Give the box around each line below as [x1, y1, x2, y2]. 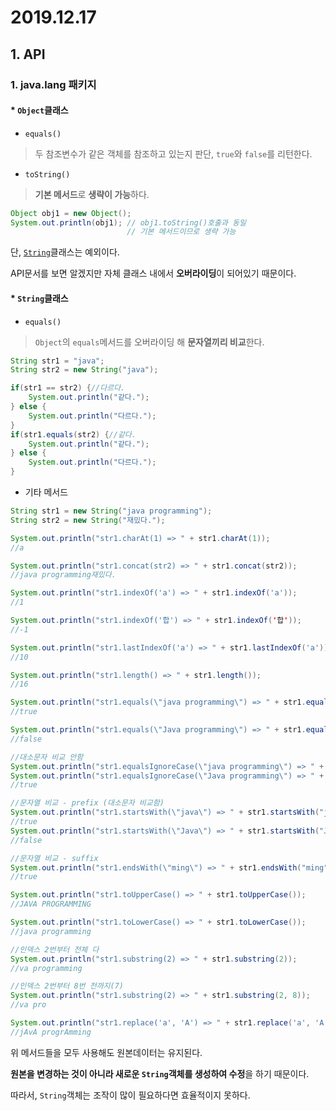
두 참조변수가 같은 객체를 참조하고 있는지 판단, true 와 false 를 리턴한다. [34, 147, 313, 160]
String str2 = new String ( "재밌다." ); [10, 515, 166, 525]
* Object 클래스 [10, 104, 69, 116]
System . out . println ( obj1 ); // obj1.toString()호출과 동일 [10, 217, 247, 228]
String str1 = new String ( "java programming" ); [10, 506, 213, 516]
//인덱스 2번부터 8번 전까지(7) [10, 981, 124, 991]
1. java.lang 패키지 [10, 77, 97, 91]
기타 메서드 [24, 486, 69, 498]
